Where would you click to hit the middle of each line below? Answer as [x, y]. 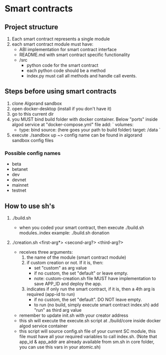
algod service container [43, 326]
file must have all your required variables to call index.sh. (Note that [88, 336]
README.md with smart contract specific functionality [75, 55]
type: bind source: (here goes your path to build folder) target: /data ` [90, 130]
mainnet [20, 185]
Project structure [31, 27]
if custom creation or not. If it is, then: [65, 262]
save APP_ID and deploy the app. [68, 284]
